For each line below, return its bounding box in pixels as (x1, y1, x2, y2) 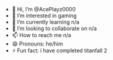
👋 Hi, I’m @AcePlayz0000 (11, 6, 76, 13)
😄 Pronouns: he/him (11, 40, 63, 47)
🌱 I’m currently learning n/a (11, 19, 79, 25)
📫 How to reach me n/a (11, 32, 72, 38)
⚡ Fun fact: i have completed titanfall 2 (11, 47, 108, 54)
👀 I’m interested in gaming (11, 12, 77, 19)
